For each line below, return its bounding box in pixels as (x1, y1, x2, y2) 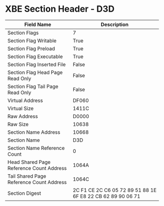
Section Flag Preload (7, 45, 55, 52)
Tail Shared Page (7, 172, 46, 179)
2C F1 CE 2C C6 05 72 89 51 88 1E (72, 186, 157, 193)
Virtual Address (7, 97, 43, 103)
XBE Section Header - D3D (5, 3, 115, 15)
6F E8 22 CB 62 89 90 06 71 (72, 193, 141, 200)
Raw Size (7, 121, 29, 127)
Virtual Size (7, 105, 34, 112)
